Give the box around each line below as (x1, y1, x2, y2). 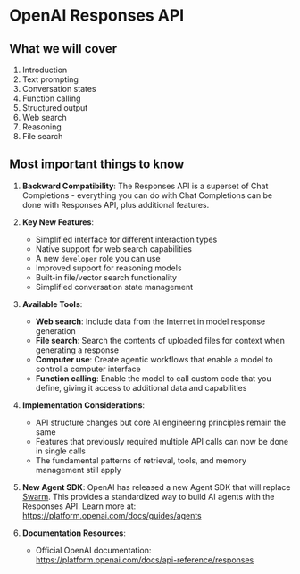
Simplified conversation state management (35, 281, 194, 292)
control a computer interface (35, 363, 141, 374)
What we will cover (9, 41, 118, 56)
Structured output (21, 103, 88, 112)
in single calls (35, 445, 87, 456)
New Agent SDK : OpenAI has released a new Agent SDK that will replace (21, 481, 291, 492)
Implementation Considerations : (21, 399, 146, 411)
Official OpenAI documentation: (35, 545, 152, 555)
